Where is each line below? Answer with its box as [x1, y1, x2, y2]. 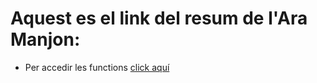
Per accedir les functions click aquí [24, 61, 170, 73]
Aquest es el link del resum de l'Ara [10, 7, 308, 30]
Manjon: [10, 28, 81, 51]
